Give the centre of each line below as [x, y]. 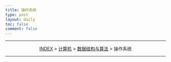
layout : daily [20, 19]
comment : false [21, 29]
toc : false [17, 24]
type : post [17, 15]
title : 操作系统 [21, 10]
